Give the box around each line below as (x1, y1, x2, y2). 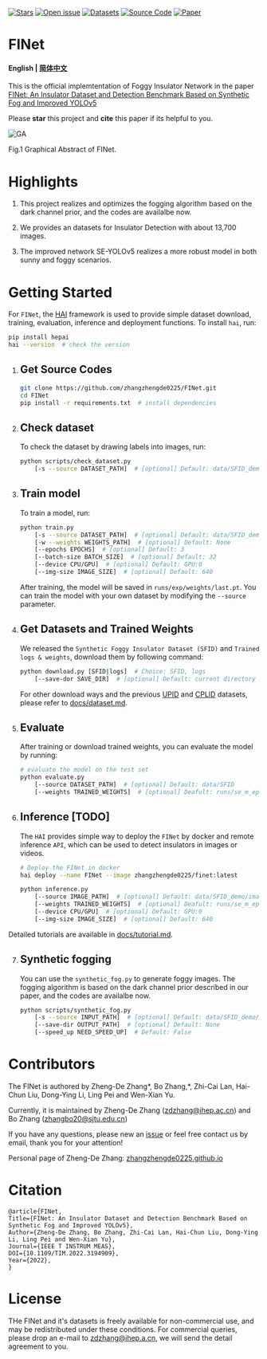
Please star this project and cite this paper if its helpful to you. (8, 114, 214, 124)
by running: (19, 750, 58, 760)
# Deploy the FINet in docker (19, 863, 121, 872)
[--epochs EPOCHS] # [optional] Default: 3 (34, 546, 185, 554)
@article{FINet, (8, 1208, 62, 1216)
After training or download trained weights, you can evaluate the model (19, 742, 253, 752)
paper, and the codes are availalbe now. (19, 991, 151, 1000)
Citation (8, 1181, 62, 1200)
